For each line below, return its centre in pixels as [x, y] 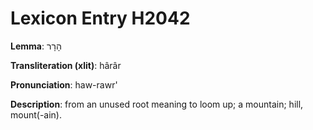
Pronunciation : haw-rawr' [64, 84]
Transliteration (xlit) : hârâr [66, 65]
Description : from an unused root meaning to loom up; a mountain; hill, [157, 104]
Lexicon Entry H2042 [100, 18]
